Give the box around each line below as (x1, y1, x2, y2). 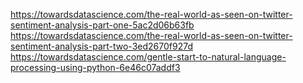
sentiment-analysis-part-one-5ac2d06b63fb (10, 19, 195, 31)
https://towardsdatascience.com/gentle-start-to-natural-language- (10, 51, 287, 63)
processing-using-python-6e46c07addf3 (10, 62, 181, 73)
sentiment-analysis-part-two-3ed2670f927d (10, 40, 193, 52)
